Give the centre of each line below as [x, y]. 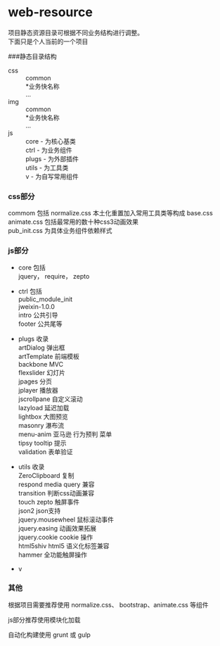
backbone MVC [41, 364]
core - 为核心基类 [51, 141]
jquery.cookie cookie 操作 [56, 537]
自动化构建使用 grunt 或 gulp [49, 635]
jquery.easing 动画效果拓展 [57, 528]
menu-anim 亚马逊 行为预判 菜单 [65, 434]
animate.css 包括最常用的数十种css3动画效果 [73, 222]
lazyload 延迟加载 [44, 407]
